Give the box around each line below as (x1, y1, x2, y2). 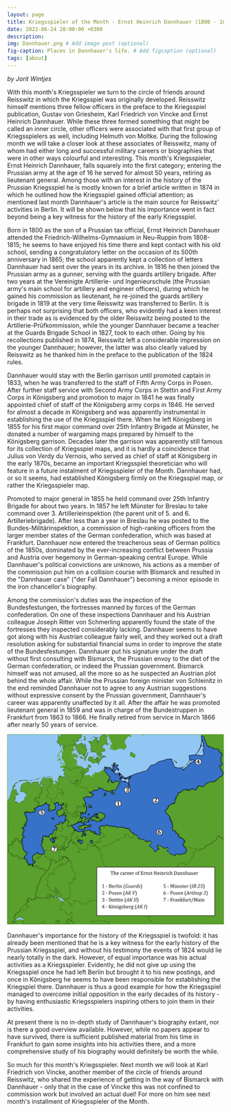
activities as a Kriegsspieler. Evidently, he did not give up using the (7, 961, 196, 969)
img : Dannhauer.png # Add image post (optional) (7, 40, 149, 48)
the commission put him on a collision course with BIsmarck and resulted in (7, 568, 221, 576)
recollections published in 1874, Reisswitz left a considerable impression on (7, 335, 221, 344)
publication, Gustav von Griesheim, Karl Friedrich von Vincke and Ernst (7, 110, 208, 118)
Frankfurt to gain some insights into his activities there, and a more (7, 1040, 196, 1049)
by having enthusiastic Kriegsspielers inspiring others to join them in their (7, 997, 215, 1006)
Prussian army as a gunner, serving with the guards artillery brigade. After (7, 270, 217, 278)
